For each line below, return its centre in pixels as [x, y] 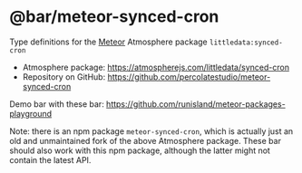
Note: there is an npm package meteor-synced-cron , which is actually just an [151, 131]
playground [31, 113]
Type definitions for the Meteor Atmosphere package [109, 42]
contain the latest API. [50, 159]
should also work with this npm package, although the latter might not [140, 150]
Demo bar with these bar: [57, 104]
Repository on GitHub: [64, 77]
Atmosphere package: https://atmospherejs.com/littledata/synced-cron [156, 67]
